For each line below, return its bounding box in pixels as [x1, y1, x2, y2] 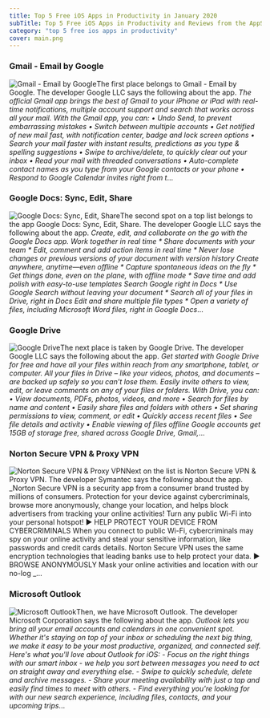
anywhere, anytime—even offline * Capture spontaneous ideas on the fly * [9, 262, 256, 271]
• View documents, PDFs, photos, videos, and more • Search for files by [9, 394, 249, 404]
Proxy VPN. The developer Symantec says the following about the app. [9, 475, 244, 485]
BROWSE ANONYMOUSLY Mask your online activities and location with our [9, 560, 259, 570]
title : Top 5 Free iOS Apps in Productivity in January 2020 [9, 11, 218, 20]
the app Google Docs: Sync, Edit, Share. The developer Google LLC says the [9, 219, 261, 229]
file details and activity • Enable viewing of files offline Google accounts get [9, 420, 261, 429]
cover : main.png [9, 34, 63, 43]
